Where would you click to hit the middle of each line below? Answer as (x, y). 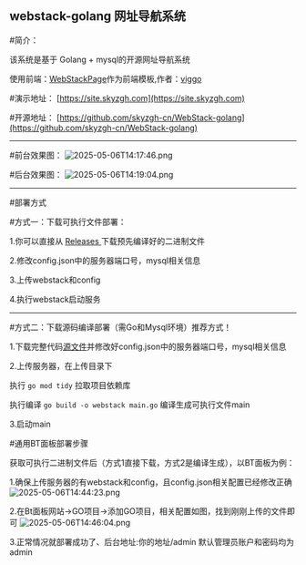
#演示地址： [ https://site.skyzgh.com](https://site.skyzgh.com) (127, 98)
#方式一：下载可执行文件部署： (68, 221)
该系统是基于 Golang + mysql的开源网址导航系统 (100, 59)
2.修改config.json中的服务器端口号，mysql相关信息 (105, 260)
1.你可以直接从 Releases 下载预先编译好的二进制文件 (107, 241)
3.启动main (31, 424)
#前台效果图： (36, 155)
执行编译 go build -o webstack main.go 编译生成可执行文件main (130, 405)
